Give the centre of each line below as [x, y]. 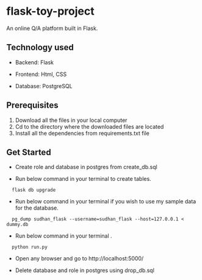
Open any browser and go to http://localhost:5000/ [79, 259]
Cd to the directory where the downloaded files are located [89, 126]
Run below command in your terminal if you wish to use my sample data [106, 202]
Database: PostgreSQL [44, 86]
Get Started [29, 152]
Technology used [40, 47]
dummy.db [17, 225]
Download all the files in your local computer [71, 120]
